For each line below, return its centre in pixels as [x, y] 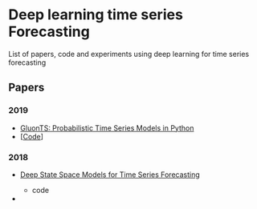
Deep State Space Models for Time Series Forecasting [110, 175]
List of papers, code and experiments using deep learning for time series [129, 54]
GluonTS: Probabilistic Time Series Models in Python [107, 128]
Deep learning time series [96, 15]
